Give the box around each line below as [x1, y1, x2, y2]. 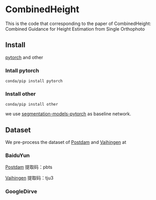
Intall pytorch [5, 67, 39, 74]
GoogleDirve [5, 188, 37, 195]
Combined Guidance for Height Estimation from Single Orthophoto [5, 26, 145, 32]
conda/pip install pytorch [5, 79, 63, 84]
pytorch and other [5, 54, 43, 60]
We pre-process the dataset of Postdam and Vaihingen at [5, 139, 126, 145]
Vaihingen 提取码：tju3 [5, 175, 54, 181]
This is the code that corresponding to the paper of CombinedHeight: [5, 20, 151, 27]
